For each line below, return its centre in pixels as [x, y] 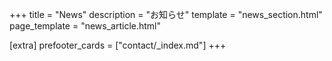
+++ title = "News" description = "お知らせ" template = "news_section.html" [166, 14]
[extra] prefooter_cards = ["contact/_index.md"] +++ [118, 45]
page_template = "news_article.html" [85, 26]
